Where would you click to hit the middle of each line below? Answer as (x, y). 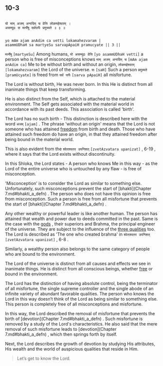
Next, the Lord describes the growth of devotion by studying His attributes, (80, 344)
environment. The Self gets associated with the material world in (70, 104)
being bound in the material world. (39, 139)
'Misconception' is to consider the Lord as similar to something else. (73, 183)
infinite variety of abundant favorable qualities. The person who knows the (80, 294)
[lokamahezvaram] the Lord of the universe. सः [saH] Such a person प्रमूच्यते (76, 69)
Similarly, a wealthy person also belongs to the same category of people (77, 249)
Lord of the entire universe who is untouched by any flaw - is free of (73, 168)
